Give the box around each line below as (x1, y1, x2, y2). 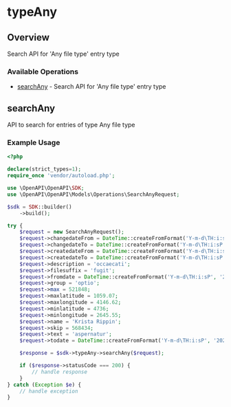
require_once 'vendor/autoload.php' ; (7, 173, 115, 179)
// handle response (32, 368, 88, 375)
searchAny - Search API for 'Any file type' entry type (16, 82, 166, 91)
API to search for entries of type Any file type (7, 121, 135, 129)
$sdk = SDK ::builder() (7, 203, 72, 210)
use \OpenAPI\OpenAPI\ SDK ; (7, 185, 85, 192)
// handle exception (19, 388, 78, 395)
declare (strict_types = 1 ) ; (7, 166, 81, 173)
